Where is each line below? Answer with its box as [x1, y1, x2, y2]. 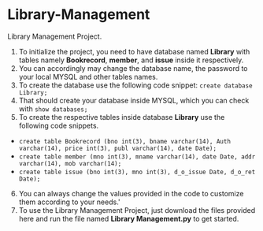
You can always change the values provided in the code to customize [18, 188, 244, 198]
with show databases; [18, 104, 88, 114]
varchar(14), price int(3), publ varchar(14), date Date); [18, 144, 217, 152]
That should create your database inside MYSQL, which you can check [18, 95, 250, 105]
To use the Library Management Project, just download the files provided [18, 205, 256, 214]
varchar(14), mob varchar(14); [18, 159, 122, 167]
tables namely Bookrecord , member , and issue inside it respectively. [18, 55, 244, 65]
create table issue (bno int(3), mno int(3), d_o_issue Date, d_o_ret [18, 168, 256, 176]
